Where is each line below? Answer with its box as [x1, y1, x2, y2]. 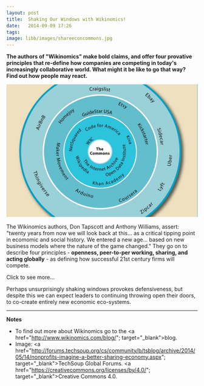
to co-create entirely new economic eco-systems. [6, 298, 132, 305]
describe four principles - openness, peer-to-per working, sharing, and [6, 249, 188, 256]
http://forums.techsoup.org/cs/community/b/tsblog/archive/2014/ [31, 346, 195, 354]
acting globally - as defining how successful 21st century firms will [6, 255, 175, 263]
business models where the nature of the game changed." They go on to [6, 242, 188, 249]
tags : [6, 29, 20, 35]
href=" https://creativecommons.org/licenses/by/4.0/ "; [15, 366, 151, 373]
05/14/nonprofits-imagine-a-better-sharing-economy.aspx [15, 353, 162, 360]
